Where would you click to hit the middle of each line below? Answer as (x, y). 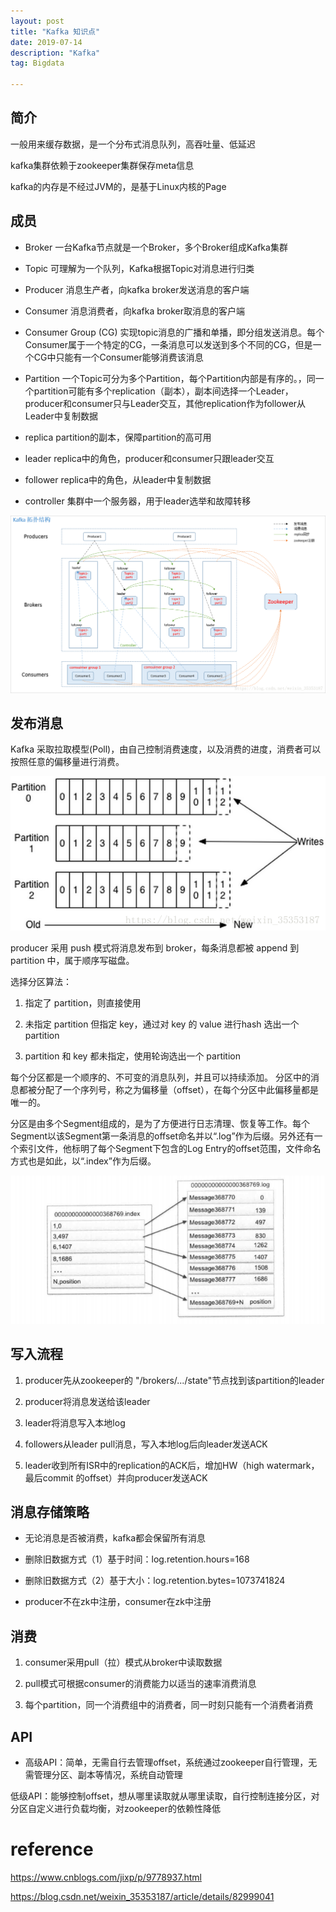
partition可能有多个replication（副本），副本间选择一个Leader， (163, 391)
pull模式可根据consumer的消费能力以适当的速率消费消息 (140, 1684)
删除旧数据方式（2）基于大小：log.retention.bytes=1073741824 (155, 1581)
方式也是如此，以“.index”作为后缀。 (83, 1161)
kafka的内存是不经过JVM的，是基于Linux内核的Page (118, 186)
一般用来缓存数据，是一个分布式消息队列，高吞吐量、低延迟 (133, 144)
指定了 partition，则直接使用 (83, 1002)
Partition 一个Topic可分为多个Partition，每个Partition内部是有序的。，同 (170, 378)
